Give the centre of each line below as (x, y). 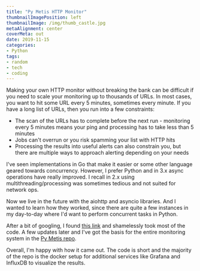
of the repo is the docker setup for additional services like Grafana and (93, 257)
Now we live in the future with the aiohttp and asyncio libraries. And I (91, 201)
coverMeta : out (25, 34)
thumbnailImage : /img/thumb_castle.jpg (56, 23)
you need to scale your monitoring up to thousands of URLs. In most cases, (99, 97)
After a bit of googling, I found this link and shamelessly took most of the (96, 226)
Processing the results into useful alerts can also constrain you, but (98, 146)
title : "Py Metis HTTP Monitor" (46, 12)
